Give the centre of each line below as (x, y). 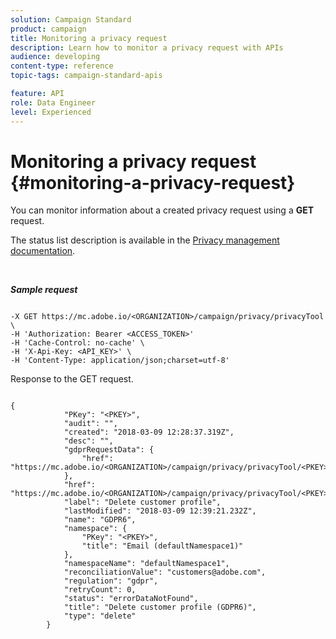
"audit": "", (90, 424)
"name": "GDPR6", (100, 520)
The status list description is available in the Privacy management (145, 240)
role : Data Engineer (53, 102)
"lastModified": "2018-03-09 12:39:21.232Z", (160, 511)
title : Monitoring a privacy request (89, 38)
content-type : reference (62, 66)
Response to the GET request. (72, 379)
